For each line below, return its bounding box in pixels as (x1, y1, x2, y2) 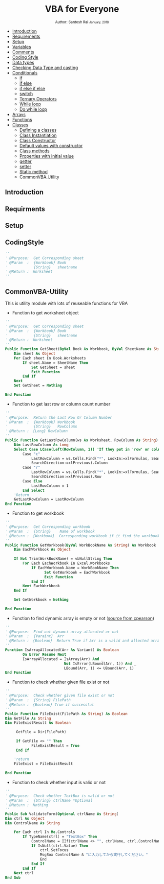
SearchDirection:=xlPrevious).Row (31, 474, 102, 479)
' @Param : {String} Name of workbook (5, 529, 95, 534)
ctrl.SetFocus (40, 848, 69, 853)
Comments (12, 49, 35, 55)
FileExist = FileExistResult (14, 762, 73, 766)
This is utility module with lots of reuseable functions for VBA (5, 300, 128, 306)
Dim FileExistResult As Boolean (5, 720, 71, 725)
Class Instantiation (19, 132, 57, 138)
